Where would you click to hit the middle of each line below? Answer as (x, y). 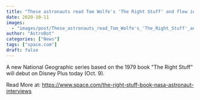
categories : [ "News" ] (33, 39)
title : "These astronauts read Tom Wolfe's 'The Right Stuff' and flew (97, 12)
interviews (19, 91)
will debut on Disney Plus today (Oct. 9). (56, 73)
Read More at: (24, 85)
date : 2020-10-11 (28, 17)
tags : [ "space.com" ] (32, 45)
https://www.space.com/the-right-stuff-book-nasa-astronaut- (118, 85)
